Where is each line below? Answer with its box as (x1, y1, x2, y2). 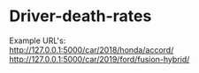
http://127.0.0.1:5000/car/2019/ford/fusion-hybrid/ (9, 54, 190, 64)
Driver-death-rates (9, 6, 152, 26)
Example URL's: (9, 35, 66, 46)
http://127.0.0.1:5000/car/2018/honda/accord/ (9, 44, 174, 55)
